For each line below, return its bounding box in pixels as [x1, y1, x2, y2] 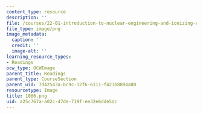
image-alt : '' [11, 48, 47, 54]
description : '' [6, 14, 47, 21]
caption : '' [11, 37, 42, 43]
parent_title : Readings [6, 71, 66, 77]
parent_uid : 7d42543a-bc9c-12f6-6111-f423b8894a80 [6, 82, 137, 88]
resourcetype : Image [6, 87, 59, 93]
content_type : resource [6, 8, 66, 15]
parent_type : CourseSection [6, 76, 77, 82]
